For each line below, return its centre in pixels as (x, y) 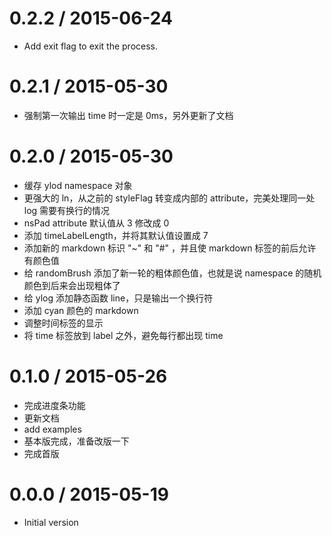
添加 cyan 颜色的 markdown (81, 310)
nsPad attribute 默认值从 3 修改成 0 (96, 223)
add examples (52, 429)
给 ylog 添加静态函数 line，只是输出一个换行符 (118, 298)
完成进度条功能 (54, 405)
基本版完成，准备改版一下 (76, 441)
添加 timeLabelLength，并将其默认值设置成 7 (116, 235)
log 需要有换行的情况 (67, 210)
